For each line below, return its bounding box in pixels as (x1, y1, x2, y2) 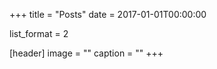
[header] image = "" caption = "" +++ (9, 47, 164, 59)
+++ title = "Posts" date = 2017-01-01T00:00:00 (9, 9, 207, 20)
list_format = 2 (9, 28, 69, 39)
